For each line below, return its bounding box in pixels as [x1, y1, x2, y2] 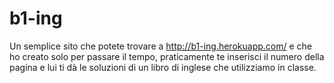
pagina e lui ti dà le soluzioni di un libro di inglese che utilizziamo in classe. [9, 61, 317, 73]
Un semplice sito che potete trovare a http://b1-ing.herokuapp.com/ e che [9, 40, 312, 52]
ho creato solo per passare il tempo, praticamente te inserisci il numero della [9, 50, 325, 62]
